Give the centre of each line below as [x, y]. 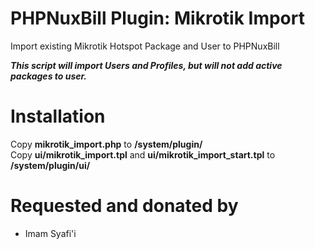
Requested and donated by [124, 206]
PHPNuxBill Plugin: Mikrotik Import [157, 18]
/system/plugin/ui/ [50, 165]
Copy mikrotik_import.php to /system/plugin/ [106, 144]
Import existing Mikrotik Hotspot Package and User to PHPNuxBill [145, 46]
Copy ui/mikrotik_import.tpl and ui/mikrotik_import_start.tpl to [143, 154]
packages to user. [49, 76]
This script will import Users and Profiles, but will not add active [146, 65]
